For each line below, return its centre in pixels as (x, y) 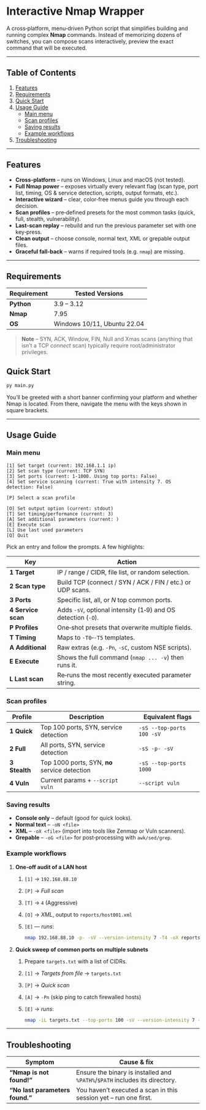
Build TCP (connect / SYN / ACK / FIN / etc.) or (124, 582)
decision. (27, 206)
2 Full (18, 749)
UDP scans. (74, 590)
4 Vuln (19, 784)
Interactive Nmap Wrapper (75, 11)
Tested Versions (99, 294)
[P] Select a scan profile (41, 498)
